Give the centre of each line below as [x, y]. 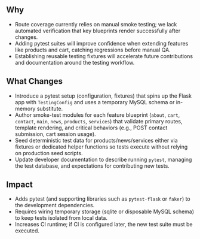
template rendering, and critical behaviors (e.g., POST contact [91, 128]
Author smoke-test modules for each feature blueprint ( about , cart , [97, 115]
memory [25, 108]
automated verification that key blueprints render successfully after [98, 31]
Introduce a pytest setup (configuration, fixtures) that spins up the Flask [103, 96]
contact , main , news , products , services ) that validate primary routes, [99, 121]
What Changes [35, 81]
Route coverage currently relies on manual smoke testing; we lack [96, 24]
